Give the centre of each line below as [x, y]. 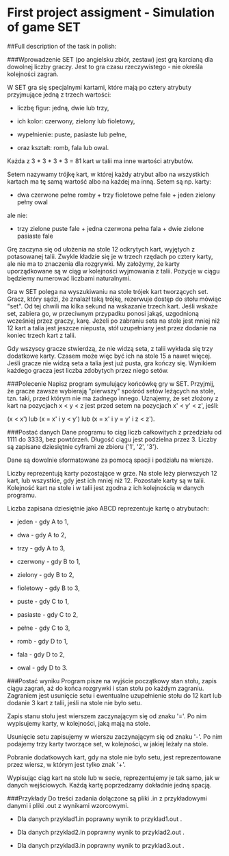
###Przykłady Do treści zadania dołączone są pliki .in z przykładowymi [107, 798]
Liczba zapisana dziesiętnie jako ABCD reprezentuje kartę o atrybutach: [108, 508]
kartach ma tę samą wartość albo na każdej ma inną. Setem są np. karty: [109, 181]
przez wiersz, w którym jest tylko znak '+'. [67, 764]
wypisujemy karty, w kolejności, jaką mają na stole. [79, 723]
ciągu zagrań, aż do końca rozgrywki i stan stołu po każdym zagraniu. [106, 688]
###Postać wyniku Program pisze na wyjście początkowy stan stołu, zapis [112, 681]
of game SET [44, 27]
